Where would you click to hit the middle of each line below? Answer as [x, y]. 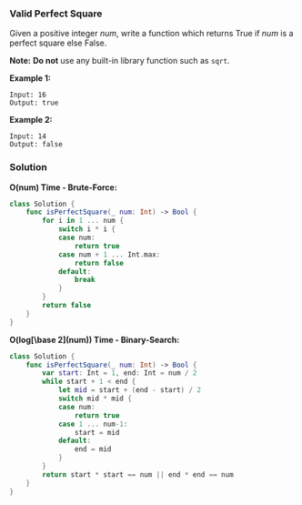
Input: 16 [28, 95]
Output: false [36, 145]
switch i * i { [87, 229]
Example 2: [31, 120]
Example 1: [30, 78]
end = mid [93, 449]
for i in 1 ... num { [83, 221]
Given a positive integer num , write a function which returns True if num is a [151, 34]
